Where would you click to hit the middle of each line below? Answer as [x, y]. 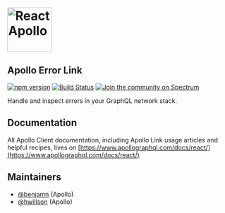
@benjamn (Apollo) [45, 194]
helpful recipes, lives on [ [44, 147]
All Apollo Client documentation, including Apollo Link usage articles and [113, 140]
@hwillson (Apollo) [45, 202]
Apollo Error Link [45, 70]
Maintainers [35, 177]
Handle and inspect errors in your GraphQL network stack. [92, 101]
